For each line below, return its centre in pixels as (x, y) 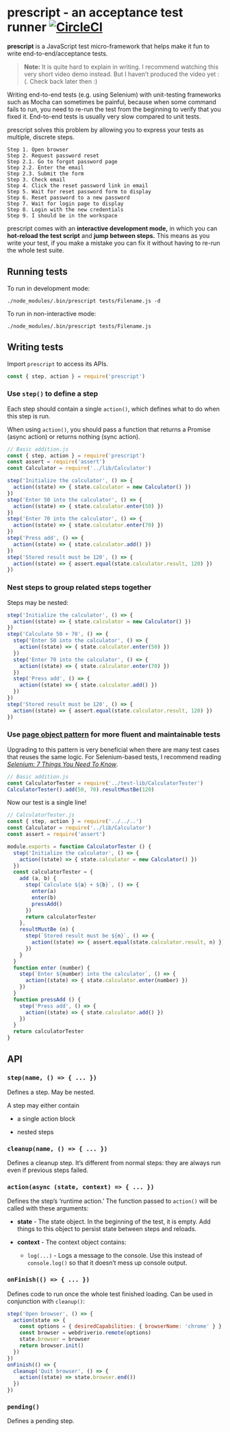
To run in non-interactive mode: (52, 313)
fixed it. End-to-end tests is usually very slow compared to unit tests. (104, 116)
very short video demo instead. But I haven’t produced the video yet (120, 74)
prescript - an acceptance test (95, 13)
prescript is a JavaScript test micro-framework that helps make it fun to (108, 46)
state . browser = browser (55, 1339)
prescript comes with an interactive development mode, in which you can (112, 228)
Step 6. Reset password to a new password (68, 198)
